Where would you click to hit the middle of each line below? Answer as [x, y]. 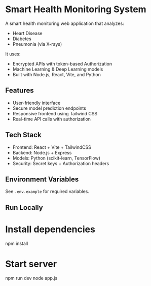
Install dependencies [50, 229]
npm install [17, 243]
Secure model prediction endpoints [49, 108]
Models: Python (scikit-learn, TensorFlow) [56, 158]
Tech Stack [23, 135]
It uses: [13, 54]
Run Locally [24, 208]
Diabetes [22, 39]
